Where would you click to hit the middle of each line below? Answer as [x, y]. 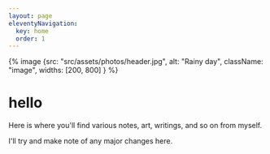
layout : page [30, 16]
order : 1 [30, 38]
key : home [32, 31]
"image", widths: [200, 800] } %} [63, 71]
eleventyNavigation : [44, 24]
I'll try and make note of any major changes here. [91, 141]
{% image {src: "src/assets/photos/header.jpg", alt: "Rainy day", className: [136, 62]
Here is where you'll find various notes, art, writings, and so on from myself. [135, 126]
